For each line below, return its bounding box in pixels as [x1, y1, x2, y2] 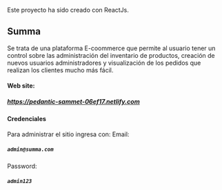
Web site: [7, 82, 35, 90]
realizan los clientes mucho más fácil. [7, 65, 114, 74]
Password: [7, 162, 37, 170]
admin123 [7, 178, 32, 184]
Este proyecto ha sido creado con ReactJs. [7, 6, 130, 14]
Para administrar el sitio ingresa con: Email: [7, 130, 130, 138]
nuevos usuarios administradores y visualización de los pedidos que [7, 59, 201, 67]
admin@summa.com [7, 146, 54, 153]
